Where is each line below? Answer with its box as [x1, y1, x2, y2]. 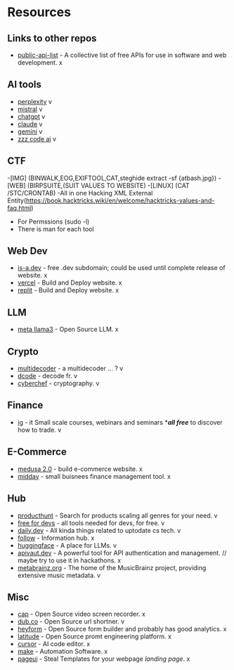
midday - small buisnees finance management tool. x [17, 472, 171, 480]
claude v [17, 120, 43, 128]
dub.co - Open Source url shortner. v [17, 617, 125, 626]
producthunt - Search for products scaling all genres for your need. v [17, 511, 218, 520]
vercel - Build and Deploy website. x [17, 278, 122, 287]
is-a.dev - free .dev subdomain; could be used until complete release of [17, 264, 226, 272]
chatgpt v [17, 112, 46, 120]
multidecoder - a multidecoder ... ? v [17, 364, 124, 373]
